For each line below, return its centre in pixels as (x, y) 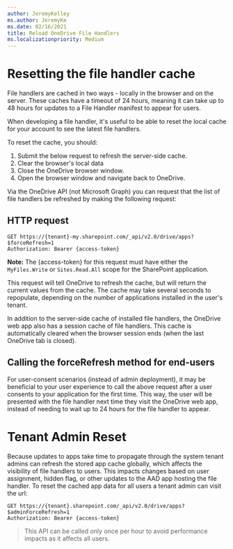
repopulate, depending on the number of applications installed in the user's (115, 297)
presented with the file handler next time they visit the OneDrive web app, (113, 401)
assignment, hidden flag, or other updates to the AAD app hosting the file (112, 478)
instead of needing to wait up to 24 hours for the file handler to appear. (109, 408)
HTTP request (38, 221)
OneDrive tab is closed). (42, 340)
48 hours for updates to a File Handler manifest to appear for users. (104, 108)
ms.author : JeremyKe (37, 20)
